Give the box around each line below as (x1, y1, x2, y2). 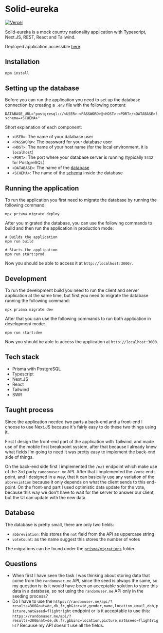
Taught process (5, 406, 54, 414)
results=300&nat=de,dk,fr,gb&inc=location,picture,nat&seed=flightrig (12, 618, 159, 623)
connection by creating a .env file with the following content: (5, 102, 127, 108)
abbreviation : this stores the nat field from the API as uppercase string (12, 531, 155, 537)
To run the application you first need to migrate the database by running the (5, 197, 157, 203)
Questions (5, 559, 37, 568)
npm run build (5, 239, 34, 244)
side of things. (5, 454, 34, 460)
